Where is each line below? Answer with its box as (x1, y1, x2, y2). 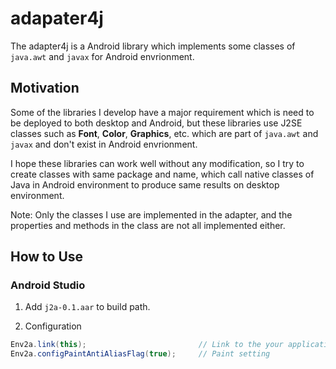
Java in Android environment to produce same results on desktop (10, 178, 280, 191)
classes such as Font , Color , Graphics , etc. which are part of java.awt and (10, 127, 319, 139)
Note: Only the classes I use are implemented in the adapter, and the (10, 208, 293, 221)
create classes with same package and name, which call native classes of (10, 168, 315, 180)
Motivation (10, 80, 80, 97)
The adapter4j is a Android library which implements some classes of (10, 40, 296, 52)
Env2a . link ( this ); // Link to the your (10, 340, 284, 350)
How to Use (10, 248, 84, 266)
